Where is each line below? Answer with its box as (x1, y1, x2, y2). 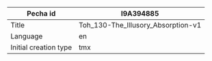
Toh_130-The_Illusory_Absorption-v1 (78, 21, 202, 29)
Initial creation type (10, 42, 72, 52)
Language (10, 32, 43, 40)
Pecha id (27, 9, 56, 18)
